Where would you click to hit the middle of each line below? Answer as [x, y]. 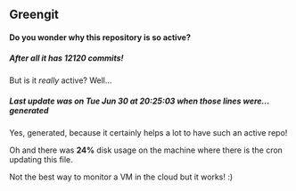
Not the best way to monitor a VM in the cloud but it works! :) [121, 177]
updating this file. [41, 159]
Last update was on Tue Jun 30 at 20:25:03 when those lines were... [140, 101]
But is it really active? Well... [61, 80]
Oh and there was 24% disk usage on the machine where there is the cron [146, 150]
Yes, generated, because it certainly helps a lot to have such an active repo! [148, 132]
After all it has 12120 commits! [66, 58]
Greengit [34, 15]
